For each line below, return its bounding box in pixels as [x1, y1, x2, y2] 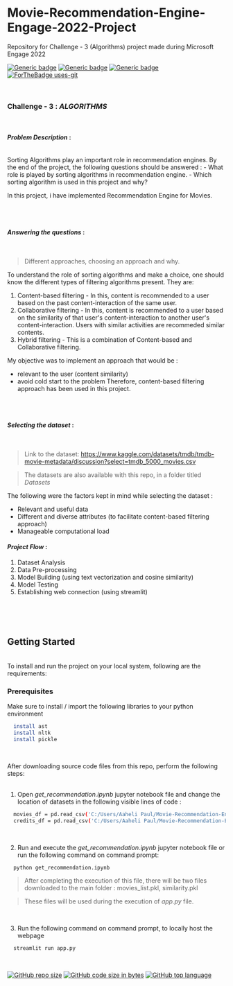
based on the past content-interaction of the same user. [17, 298, 178, 306]
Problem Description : [7, 133, 71, 141]
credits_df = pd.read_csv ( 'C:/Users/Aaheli [13, 817, 141, 824]
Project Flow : [7, 543, 48, 551]
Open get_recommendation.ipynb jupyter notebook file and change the [17, 790, 221, 798]
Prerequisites [7, 686, 53, 696]
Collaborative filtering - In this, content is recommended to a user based [17, 306, 224, 314]
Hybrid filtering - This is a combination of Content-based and [17, 335, 193, 344]
